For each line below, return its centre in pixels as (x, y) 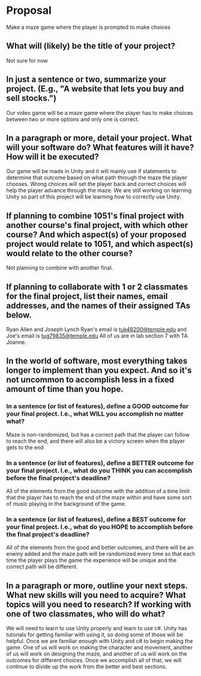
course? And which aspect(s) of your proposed (96, 234)
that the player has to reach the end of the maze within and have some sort (99, 497)
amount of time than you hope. (65, 389)
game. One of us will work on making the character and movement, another (100, 648)
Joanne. (16, 342)
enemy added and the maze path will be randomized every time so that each (101, 554)
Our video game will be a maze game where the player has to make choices (100, 112)
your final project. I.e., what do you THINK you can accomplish (99, 470)
